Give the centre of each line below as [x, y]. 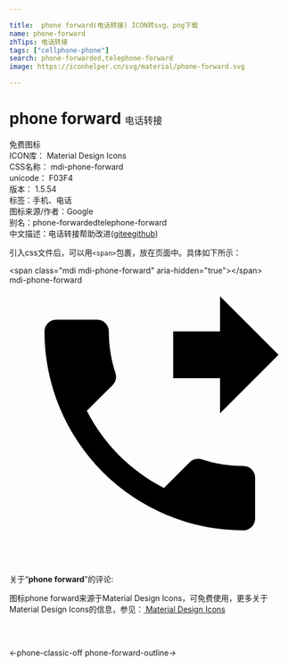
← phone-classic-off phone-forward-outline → [93, 653]
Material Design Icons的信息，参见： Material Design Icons [117, 609]
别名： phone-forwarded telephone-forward [88, 222]
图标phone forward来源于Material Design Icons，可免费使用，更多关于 [139, 597]
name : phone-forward [48, 33]
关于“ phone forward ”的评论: [62, 579]
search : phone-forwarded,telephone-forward [91, 59]
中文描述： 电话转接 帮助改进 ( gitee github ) [84, 234]
